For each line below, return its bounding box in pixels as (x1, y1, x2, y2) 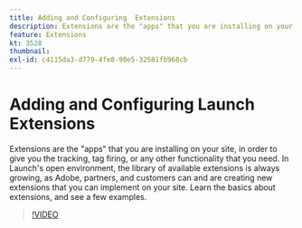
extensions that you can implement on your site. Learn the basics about (9, 182, 276, 193)
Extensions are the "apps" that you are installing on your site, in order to (9, 143, 278, 154)
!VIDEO (31, 209, 59, 220)
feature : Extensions (9, 30, 88, 39)
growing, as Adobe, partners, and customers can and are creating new (9, 172, 273, 183)
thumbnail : (9, 47, 51, 56)
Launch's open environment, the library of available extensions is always (9, 162, 280, 173)
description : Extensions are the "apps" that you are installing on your (9, 22, 294, 31)
